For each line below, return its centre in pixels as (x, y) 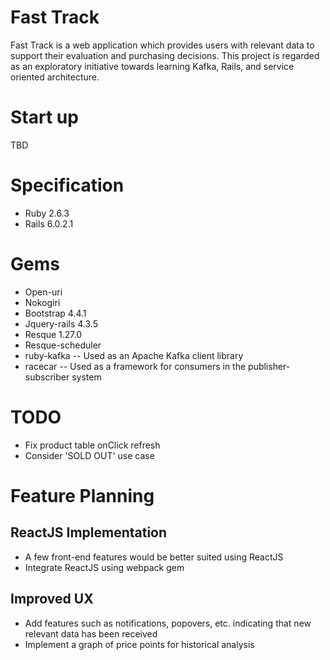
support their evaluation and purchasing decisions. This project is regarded (165, 55)
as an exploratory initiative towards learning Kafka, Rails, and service (152, 66)
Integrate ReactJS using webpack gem (104, 567)
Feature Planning (82, 495)
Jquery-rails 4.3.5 (61, 323)
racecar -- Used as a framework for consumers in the (135, 366)
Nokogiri (42, 302)
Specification (67, 185)
